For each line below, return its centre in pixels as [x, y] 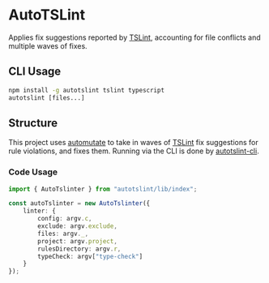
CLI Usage [35, 72]
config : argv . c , [65, 219]
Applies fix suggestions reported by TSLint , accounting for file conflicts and [134, 37]
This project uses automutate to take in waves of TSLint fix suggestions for [133, 143]
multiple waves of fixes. [48, 45]
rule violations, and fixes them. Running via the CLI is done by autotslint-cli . [134, 151]
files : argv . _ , [63, 234]
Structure [33, 123]
